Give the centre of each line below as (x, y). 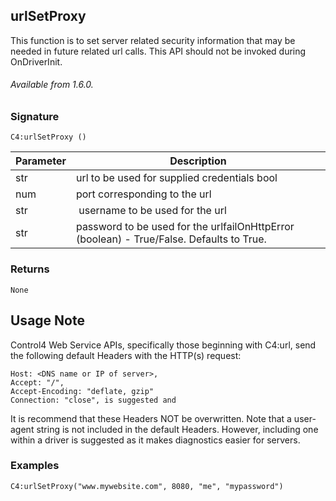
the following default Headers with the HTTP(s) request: (126, 355)
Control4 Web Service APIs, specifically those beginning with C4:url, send (163, 345)
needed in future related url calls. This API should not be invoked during (158, 51)
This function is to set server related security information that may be (153, 40)
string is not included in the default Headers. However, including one (177, 429)
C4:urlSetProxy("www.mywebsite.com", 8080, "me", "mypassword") (147, 486)
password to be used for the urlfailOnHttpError (185, 227)
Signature (35, 117)
